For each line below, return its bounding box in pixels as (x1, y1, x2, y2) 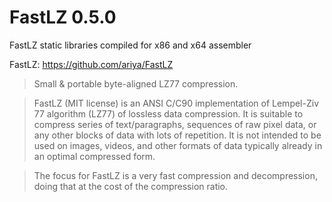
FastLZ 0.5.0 (9, 6, 117, 29)
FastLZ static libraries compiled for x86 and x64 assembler (9, 39, 252, 51)
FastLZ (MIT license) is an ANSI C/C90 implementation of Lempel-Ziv (33, 97, 320, 109)
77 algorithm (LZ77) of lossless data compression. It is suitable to (33, 107, 304, 120)
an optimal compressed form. (33, 150, 156, 162)
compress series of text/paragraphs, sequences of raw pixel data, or (33, 118, 317, 130)
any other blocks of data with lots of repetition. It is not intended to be (33, 129, 322, 141)
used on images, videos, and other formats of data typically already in (33, 139, 323, 151)
